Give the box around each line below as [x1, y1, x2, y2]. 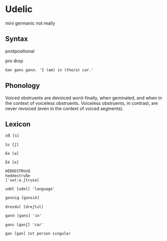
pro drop [5, 58, 24, 64]
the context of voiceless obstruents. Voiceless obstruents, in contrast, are [5, 100, 158, 106]
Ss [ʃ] [5, 142, 19, 148]
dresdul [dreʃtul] [5, 204, 44, 209]
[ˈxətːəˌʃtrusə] [5, 178, 39, 183]
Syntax [5, 35, 28, 43]
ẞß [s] [5, 133, 20, 139]
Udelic [5, 4, 33, 15]
